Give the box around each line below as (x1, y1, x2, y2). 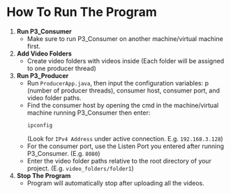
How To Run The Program (6, 4, 158, 20)
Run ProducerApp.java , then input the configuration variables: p (27, 79, 209, 87)
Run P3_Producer (16, 71, 69, 80)
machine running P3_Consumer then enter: (27, 108, 151, 117)
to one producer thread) (27, 64, 97, 72)
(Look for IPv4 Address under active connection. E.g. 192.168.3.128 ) (27, 134, 224, 143)
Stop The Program (16, 171, 71, 179)
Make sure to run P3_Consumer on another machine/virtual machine (27, 34, 224, 42)
